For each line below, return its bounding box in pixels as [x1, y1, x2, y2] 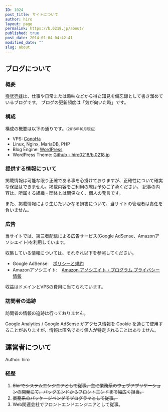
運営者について [5, 343, 52, 351]
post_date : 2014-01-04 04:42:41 [5, 36, 73, 41]
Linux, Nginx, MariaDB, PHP [12, 141, 70, 147]
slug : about [5, 45, 30, 50]
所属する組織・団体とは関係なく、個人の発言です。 [18, 190, 124, 196]
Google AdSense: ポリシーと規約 [12, 260, 84, 266]
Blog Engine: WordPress [12, 146, 63, 152]
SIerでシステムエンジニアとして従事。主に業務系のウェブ [12, 382, 130, 388]
